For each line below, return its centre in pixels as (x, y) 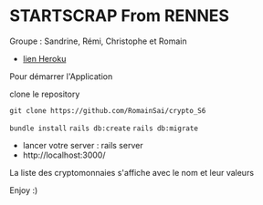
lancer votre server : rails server (83, 145)
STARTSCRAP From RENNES (120, 16)
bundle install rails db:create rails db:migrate (104, 128)
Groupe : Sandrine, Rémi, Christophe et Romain (98, 41)
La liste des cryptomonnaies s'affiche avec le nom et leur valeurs (131, 172)
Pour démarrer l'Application (61, 76)
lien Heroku (44, 58)
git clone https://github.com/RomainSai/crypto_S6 (108, 110)
